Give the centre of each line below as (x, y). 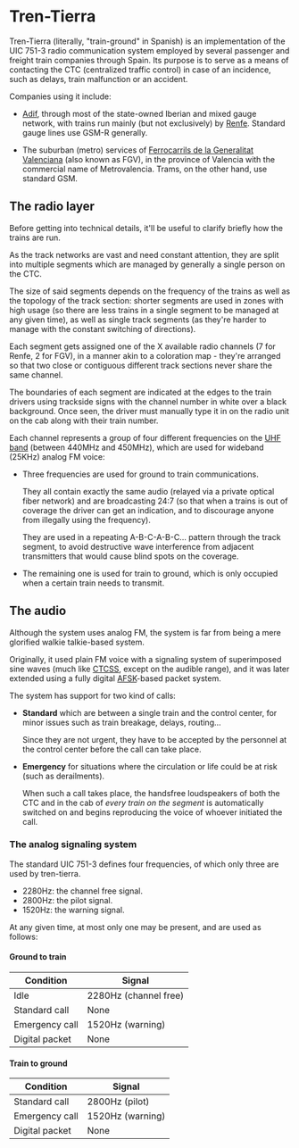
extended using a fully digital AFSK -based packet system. (115, 678)
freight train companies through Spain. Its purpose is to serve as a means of (149, 60)
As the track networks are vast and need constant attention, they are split (144, 254)
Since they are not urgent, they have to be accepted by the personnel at (154, 739)
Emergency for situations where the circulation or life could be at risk (150, 766)
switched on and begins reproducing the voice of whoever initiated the (152, 812)
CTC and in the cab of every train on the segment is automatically (143, 803)
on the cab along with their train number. (84, 420)
